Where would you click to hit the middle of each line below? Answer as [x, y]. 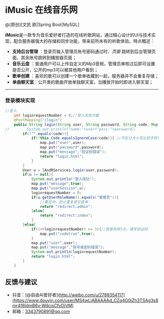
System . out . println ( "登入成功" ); [64, 179]
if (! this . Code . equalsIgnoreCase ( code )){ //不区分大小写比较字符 [94, 138]
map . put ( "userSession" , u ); [59, 188]
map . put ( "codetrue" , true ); [67, 234]
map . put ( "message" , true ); [57, 184]
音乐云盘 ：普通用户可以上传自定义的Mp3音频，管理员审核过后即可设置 [83, 64]
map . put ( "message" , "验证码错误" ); [73, 152]
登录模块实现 [20, 100]
